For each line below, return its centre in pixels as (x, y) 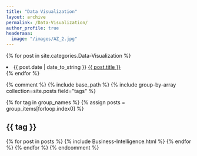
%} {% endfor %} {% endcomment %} (53, 147)
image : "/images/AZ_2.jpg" (44, 39)
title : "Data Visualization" (42, 11)
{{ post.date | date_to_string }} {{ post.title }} (67, 67)
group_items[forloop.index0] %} (45, 109)
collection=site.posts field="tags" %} (51, 91)
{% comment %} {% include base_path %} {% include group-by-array (91, 85)
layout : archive (26, 17)
